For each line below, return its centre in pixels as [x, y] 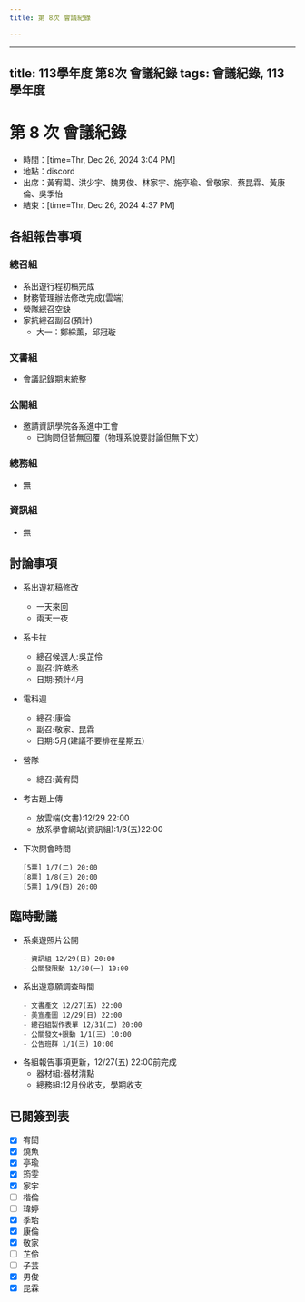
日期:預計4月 [60, 679]
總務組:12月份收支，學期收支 [89, 1085]
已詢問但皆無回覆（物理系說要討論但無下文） [120, 438]
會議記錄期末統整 [54, 379]
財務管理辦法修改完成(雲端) [74, 297]
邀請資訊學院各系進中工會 [70, 426]
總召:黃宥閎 [57, 779]
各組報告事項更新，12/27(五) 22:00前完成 [99, 1062]
